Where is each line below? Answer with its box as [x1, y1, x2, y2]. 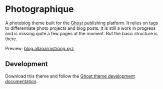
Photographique [5, 3, 74, 15]
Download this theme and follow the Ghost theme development [5, 73, 135, 79]
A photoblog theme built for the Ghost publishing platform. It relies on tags [5, 20, 158, 26]
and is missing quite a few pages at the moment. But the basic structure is [5, 30, 158, 36]
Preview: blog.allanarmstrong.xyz [5, 45, 74, 51]
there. [5, 36, 17, 42]
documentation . [5, 78, 38, 84]
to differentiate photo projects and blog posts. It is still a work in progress [5, 25, 156, 31]
